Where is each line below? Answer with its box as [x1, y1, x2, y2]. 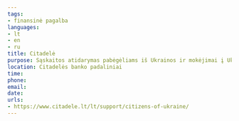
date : [7, 90, 23, 97]
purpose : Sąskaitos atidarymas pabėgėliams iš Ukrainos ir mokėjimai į [7, 57, 224, 64]
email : [7, 83, 27, 90]
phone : [7, 76, 27, 84]
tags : [7, 10, 23, 18]
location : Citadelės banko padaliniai [7, 63, 122, 70]
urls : [7, 97, 23, 104]
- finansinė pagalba [7, 17, 69, 24]
